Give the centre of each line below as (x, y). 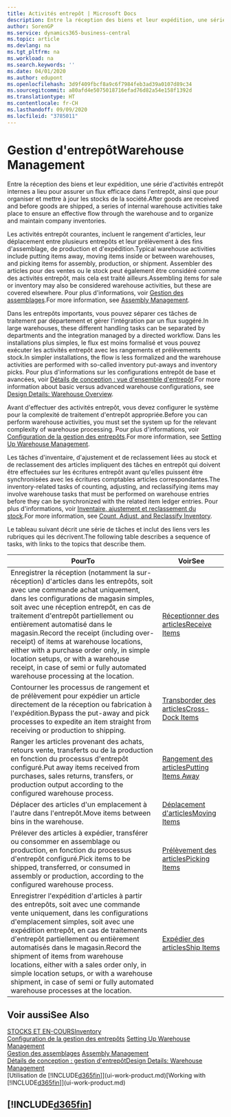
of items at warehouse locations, (90, 641)
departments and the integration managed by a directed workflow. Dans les (114, 335)
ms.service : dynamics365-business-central (69, 33)
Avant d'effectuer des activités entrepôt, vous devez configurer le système (113, 407)
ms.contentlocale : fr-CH (43, 103)
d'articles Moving (189, 813)
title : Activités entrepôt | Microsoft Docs (72, 13)
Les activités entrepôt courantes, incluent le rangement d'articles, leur (107, 234)
